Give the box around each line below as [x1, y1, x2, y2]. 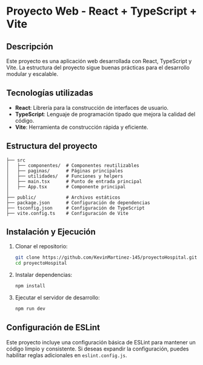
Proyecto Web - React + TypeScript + [6, 4, 198, 18]
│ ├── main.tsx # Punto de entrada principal [6, 178, 142, 185]
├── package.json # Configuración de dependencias [6, 199, 150, 206]
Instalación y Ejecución [6, 227, 96, 237]
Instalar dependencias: [15, 271, 73, 279]
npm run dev [15, 305, 45, 312]
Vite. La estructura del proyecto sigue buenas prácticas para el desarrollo [6, 64, 190, 71]
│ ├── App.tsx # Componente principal [6, 183, 126, 189]
